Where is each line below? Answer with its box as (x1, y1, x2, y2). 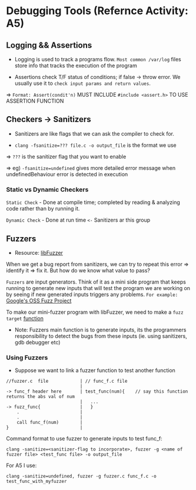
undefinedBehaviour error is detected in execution (6, 170, 128, 177)
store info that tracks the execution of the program (14, 62, 137, 69)
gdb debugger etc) (14, 338, 61, 346)
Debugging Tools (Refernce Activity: (6, 4, 188, 18)
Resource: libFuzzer (14, 249, 64, 256)
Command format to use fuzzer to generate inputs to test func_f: (6, 435, 163, 442)
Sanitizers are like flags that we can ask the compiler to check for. (14, 130, 175, 137)
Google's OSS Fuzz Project (6, 297, 72, 304)
